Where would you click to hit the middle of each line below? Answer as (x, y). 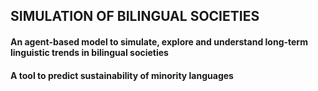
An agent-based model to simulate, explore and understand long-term (159, 41)
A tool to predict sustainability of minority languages (122, 75)
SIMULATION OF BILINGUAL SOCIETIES (135, 16)
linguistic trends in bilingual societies (89, 52)
